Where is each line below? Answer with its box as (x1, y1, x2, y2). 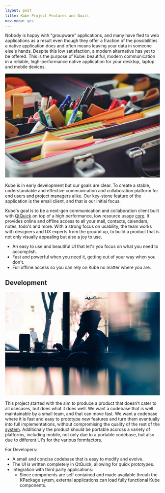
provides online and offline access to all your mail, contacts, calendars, (5, 218, 149, 224)
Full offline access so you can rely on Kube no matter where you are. (12, 264, 151, 270)
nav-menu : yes (5, 18, 34, 23)
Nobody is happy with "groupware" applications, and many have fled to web (5, 33, 160, 38)
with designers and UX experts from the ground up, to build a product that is (5, 228, 160, 234)
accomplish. (12, 248, 37, 254)
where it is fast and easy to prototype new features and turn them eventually (5, 416, 160, 422)
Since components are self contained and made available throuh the (19, 472, 158, 478)
